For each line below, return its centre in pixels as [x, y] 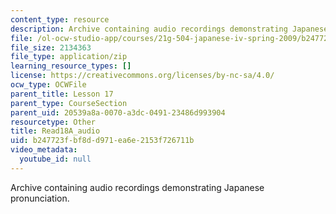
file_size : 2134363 [51, 47]
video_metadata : [44, 150]
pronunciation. [40, 198]
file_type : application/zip [69, 57]
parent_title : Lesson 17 [62, 94]
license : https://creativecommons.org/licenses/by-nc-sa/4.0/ [142, 76]
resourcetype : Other [53, 122]
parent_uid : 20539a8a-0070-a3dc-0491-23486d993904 [118, 112]
